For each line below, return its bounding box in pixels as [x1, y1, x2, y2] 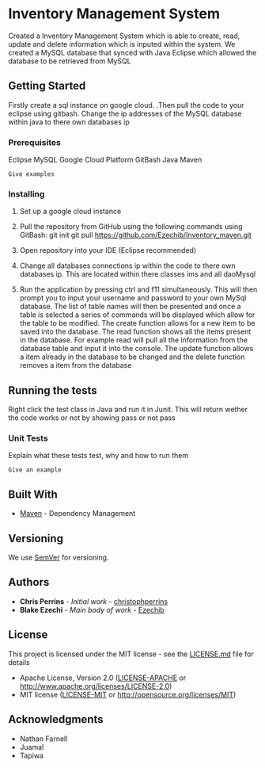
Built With [8, 487, 58, 501]
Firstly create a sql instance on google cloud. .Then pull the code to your [8, 100, 244, 109]
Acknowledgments [8, 713, 104, 726]
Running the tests [8, 384, 97, 397]
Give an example [8, 466, 62, 474]
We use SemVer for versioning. [8, 552, 109, 563]
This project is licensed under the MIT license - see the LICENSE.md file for [8, 649, 255, 659]
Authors [8, 575, 50, 589]
